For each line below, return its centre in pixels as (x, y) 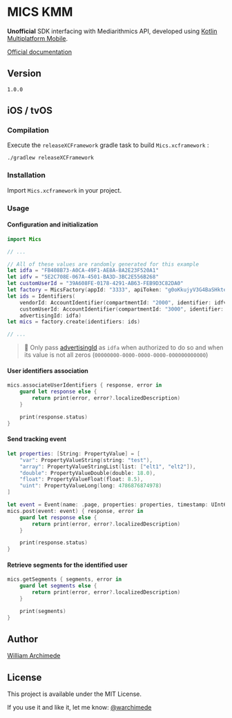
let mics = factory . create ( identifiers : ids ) (74, 322)
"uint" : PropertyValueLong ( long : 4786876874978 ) (91, 486)
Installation (27, 175)
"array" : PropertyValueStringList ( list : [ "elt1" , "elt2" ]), (108, 467)
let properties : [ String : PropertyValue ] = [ (74, 454)
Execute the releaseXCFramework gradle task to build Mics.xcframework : (108, 145)
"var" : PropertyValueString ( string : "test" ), (86, 460)
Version (24, 74)
